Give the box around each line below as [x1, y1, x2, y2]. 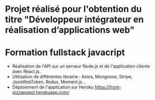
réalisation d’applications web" [5, 25, 135, 35]
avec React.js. [12, 68, 41, 74]
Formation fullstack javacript [5, 47, 125, 58]
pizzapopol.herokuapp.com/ [12, 90, 70, 96]
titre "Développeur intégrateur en [5, 14, 144, 25]
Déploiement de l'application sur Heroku [12, 84, 94, 90]
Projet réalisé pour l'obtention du [5, 3, 142, 15]
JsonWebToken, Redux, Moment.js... [12, 79, 86, 85]
